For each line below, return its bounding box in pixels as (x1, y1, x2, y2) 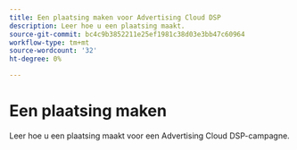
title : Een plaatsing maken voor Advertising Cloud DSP (9, 12, 221, 22)
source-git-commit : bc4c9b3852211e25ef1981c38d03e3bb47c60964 (9, 29, 245, 38)
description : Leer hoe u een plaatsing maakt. (9, 21, 186, 30)
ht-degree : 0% (9, 54, 62, 63)
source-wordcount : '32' (9, 46, 98, 55)
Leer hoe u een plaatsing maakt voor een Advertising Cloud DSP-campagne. (9, 130, 290, 141)
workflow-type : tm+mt (9, 37, 90, 47)
